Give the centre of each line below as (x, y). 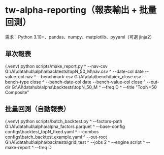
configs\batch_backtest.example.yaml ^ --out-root (56, 137)
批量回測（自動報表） (37, 109)
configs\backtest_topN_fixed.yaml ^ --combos (52, 131)
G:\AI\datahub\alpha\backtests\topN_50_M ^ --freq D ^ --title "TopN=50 (84, 87)
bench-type (17, 82)
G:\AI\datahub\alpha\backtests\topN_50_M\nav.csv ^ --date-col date (74, 71)
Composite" (17, 92)
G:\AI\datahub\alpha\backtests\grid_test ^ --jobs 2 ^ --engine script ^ (75, 142)
